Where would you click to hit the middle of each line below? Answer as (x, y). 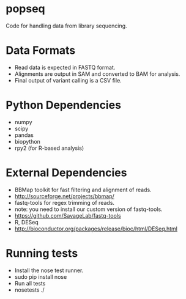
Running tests (42, 253)
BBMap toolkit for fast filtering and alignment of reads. (83, 190)
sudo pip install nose (41, 276)
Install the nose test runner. (49, 270)
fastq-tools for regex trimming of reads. (64, 202)
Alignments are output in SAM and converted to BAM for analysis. (97, 74)
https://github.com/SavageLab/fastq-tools (68, 215)
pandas (24, 135)
